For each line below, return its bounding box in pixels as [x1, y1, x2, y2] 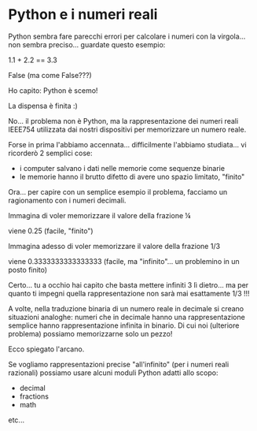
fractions [19, 392, 50, 401]
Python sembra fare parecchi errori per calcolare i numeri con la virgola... [8, 32, 246, 41]
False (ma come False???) [8, 70, 92, 80]
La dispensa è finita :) [8, 101, 79, 110]
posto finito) [8, 265, 48, 274]
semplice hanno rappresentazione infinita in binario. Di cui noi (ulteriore [8, 321, 240, 330]
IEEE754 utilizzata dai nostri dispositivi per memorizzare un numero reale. [8, 124, 247, 134]
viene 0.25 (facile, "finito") [8, 226, 94, 236]
